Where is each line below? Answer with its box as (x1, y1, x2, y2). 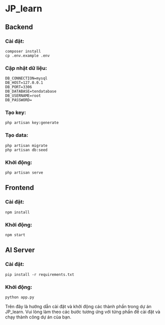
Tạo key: (5, 109, 26, 116)
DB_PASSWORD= (5, 98, 32, 103)
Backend (5, 23, 33, 31)
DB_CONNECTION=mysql (5, 76, 48, 81)
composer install (5, 49, 41, 54)
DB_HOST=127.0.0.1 (5, 80, 43, 85)
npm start (5, 233, 26, 238)
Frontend (5, 184, 34, 192)
